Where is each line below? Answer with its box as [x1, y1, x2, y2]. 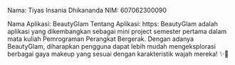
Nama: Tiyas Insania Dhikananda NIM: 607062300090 [7, 6, 167, 14]
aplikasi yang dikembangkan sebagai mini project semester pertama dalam [7, 28, 227, 35]
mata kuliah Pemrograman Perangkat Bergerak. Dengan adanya [7, 35, 194, 43]
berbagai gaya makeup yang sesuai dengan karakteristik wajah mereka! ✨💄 [7, 49, 229, 58]
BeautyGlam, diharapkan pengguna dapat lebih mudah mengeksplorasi [7, 42, 216, 50]
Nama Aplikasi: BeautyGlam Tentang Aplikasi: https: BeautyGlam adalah [7, 20, 219, 28]
